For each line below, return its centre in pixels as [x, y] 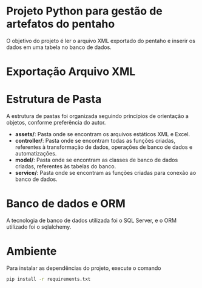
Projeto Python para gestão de [84, 11]
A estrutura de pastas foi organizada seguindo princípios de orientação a [98, 116]
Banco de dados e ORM [66, 204]
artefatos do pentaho [61, 24]
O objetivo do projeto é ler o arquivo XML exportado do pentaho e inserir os [101, 41]
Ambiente [32, 251]
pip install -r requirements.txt [49, 279]
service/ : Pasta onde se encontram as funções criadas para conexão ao [106, 173]
